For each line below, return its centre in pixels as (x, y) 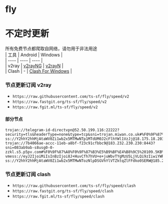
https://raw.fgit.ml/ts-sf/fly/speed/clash (58, 196)
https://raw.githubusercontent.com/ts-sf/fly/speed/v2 (71, 97)
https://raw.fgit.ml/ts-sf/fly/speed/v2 (55, 107)
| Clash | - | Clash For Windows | (39, 71)
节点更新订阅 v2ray (28, 85)
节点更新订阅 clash (28, 174)
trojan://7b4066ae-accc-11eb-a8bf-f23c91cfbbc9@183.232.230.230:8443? (80, 143)
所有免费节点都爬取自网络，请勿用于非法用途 (51, 49)
